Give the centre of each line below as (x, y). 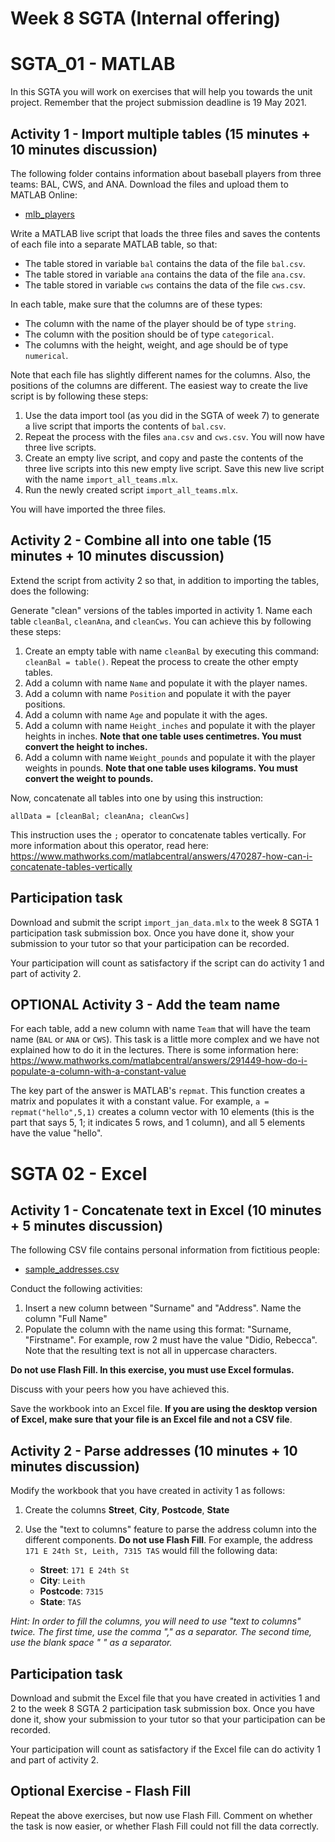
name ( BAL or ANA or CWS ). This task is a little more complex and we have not (165, 1039)
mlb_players (49, 214)
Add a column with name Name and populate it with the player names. (166, 683)
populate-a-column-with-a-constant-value (98, 1071)
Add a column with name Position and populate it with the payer (158, 693)
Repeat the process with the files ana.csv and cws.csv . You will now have (174, 436)
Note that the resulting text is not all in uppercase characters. (151, 1351)
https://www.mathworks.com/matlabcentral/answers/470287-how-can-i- (161, 856)
